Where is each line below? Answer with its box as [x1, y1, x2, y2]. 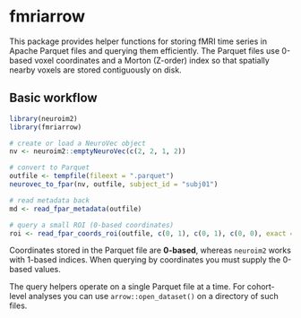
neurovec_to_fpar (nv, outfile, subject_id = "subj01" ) [9, 180, 219, 189]
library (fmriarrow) [9, 123, 82, 132]
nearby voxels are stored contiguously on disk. [9, 64, 182, 75]
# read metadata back [9, 195, 90, 205]
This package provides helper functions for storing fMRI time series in [9, 36, 267, 47]
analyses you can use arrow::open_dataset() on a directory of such [28, 291, 279, 302]
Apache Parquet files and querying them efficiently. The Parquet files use [9, 45, 280, 56]
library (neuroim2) [9, 114, 78, 123]
